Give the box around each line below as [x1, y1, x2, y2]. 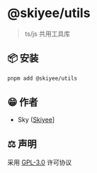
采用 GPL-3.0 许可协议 [7, 158, 72, 167]
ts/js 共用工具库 [24, 29, 71, 38]
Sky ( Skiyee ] [17, 115, 55, 124]
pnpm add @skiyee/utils [7, 75, 78, 82]
